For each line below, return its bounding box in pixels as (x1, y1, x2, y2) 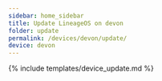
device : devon (8, 42, 56, 50)
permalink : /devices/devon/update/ (8, 34, 128, 43)
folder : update (8, 26, 59, 34)
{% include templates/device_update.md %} (8, 63, 155, 73)
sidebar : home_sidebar (8, 11, 84, 20)
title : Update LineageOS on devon (8, 19, 124, 27)
